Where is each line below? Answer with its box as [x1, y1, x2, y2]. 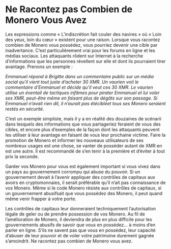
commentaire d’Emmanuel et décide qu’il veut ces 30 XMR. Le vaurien [5, 84, 154, 90]
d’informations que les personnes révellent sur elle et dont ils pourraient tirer [5, 58, 166, 64]
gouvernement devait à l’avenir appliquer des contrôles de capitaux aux [5, 174, 155, 180]
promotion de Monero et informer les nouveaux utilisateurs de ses [5, 137, 144, 143]
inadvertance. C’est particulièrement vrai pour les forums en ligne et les [5, 47, 155, 53]
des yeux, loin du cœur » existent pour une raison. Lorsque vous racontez [5, 37, 160, 43]
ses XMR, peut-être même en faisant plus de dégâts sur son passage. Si [5, 95, 158, 101]
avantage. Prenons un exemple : [5, 64, 73, 70]
